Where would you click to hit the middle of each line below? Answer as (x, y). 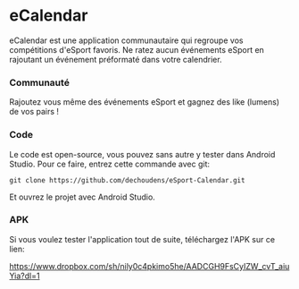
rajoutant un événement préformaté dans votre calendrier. (116, 59)
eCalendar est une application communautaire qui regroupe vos (126, 40)
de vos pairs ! (34, 112)
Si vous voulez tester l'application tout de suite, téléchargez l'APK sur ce (142, 239)
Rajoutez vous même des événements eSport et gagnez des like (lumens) (144, 102)
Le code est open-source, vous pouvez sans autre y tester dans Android (142, 154)
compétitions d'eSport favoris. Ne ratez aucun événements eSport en (137, 49)
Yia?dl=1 (25, 276)
